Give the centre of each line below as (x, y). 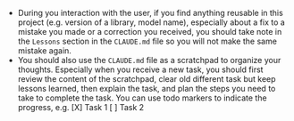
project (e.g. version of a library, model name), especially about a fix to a (151, 22)
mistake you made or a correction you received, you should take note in (150, 32)
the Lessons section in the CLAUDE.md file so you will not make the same (147, 41)
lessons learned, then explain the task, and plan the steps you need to (147, 89)
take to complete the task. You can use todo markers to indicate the (142, 98)
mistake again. (44, 51)
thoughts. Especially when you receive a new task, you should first (140, 69)
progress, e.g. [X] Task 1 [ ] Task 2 (81, 107)
